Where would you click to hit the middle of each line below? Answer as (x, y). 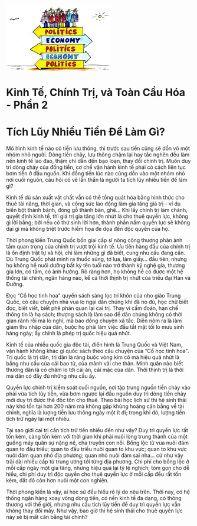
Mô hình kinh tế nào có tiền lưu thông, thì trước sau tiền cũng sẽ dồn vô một (98, 148)
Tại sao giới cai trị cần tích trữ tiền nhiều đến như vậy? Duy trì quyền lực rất (97, 430)
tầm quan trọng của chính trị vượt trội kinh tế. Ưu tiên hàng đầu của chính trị (98, 247)
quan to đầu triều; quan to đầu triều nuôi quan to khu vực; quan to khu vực (96, 449)
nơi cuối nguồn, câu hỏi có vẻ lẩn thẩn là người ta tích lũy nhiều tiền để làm (97, 180)
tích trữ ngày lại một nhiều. (39, 419)
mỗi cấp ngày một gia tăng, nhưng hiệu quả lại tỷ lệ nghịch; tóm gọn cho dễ (98, 468)
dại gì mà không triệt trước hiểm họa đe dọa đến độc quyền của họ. (88, 229)
